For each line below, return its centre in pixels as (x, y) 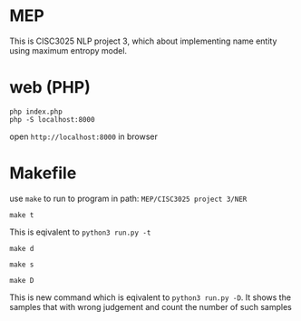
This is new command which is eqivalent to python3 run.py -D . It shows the (150, 297)
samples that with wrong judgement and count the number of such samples (150, 306)
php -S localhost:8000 (52, 119)
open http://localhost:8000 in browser (84, 136)
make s (22, 265)
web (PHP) (50, 88)
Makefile (43, 173)
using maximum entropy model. (68, 50)
